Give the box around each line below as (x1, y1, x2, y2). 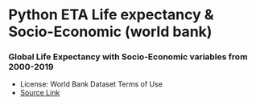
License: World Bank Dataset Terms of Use (19, 79, 163, 89)
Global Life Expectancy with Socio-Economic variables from (8, 51, 248, 63)
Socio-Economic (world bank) (8, 22, 213, 41)
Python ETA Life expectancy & (8, 6, 214, 24)
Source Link (19, 88, 60, 98)
